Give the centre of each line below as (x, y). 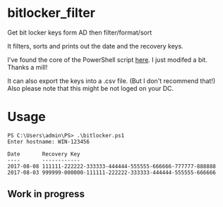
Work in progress (46, 194)
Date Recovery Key (44, 154)
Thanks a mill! (28, 67)
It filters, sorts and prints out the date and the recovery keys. (95, 46)
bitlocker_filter (51, 13)
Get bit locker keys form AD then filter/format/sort (80, 32)
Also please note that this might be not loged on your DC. (91, 88)
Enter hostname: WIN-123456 (49, 142)
